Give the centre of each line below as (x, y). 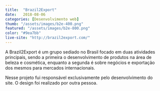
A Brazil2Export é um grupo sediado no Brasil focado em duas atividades (80, 52)
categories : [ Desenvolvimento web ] (42, 19)
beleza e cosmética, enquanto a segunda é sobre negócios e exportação (80, 62)
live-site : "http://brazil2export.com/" (48, 38)
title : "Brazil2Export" (31, 10)
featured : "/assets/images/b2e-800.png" (48, 28)
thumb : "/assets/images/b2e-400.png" (44, 24)
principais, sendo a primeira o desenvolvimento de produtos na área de (79, 57)
